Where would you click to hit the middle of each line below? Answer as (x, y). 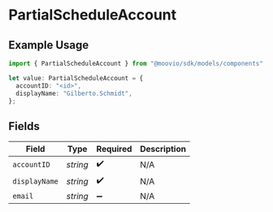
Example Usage (49, 45)
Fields (24, 126)
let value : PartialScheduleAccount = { (76, 78)
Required (114, 149)
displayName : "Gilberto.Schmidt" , (74, 93)
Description (163, 149)
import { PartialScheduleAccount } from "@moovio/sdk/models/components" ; (138, 63)
